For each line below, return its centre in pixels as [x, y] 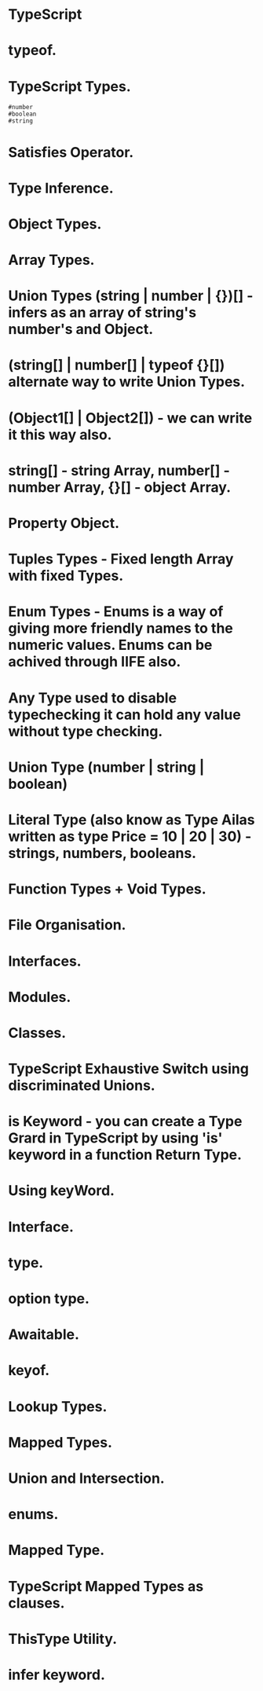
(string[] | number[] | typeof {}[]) [117, 365]
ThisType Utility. [63, 1639]
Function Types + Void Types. [107, 889]
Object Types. [55, 224]
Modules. [40, 997]
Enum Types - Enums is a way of [116, 612]
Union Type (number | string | [106, 767]
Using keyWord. [62, 1191]
